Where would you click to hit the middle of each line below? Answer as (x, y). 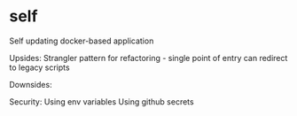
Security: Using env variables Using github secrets (102, 101)
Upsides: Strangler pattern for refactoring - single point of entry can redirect (148, 58)
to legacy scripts (39, 67)
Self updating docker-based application (82, 41)
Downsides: (31, 84)
